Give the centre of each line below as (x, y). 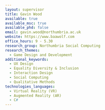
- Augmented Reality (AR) (36, 95)
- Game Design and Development (41, 55)
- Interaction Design (31, 73)
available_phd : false (27, 28)
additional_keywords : (27, 59)
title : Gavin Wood (23, 14)
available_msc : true (26, 23)
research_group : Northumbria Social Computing (53, 46)
